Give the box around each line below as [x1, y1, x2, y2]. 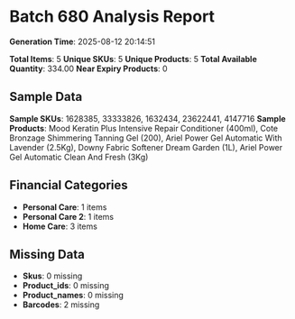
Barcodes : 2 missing [22, 299, 100, 310]
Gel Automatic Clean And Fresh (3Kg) [9, 151, 149, 162]
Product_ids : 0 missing [22, 280, 110, 291]
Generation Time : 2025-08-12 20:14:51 [9, 36, 156, 47]
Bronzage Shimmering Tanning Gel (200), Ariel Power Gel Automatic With [9, 132, 282, 143]
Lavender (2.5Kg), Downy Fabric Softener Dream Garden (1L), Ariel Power [9, 141, 283, 152]
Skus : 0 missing [22, 270, 83, 281]
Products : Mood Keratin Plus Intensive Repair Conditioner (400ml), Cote [9, 123, 279, 133]
